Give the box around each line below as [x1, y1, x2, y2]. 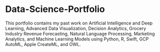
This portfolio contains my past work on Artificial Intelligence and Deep [5, 20, 153, 26]
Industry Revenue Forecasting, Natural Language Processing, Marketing [5, 30, 155, 36]
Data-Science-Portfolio [5, 3, 105, 15]
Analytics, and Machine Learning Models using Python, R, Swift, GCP [5, 36, 149, 42]
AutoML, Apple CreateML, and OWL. [5, 41, 81, 47]
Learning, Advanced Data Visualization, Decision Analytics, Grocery [5, 25, 146, 31]
